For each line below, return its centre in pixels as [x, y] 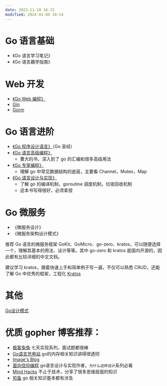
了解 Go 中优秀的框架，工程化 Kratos [43, 274]
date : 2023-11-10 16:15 [30, 10]
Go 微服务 [25, 212]
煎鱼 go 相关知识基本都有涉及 [43, 378]
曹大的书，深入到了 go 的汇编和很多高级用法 [65, 159]
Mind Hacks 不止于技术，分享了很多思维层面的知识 [65, 372]
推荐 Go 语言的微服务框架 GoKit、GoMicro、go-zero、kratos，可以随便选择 [83, 244]
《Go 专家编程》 [28, 165]
